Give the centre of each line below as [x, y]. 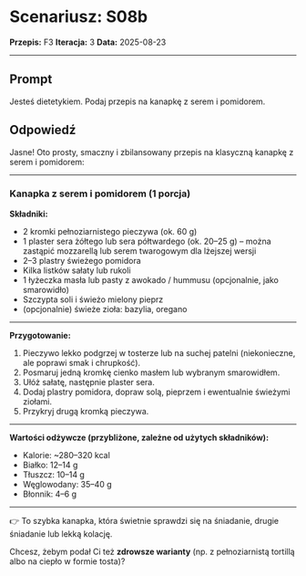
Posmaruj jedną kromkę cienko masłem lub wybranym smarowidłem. [151, 372]
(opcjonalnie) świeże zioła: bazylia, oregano [105, 309]
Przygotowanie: [40, 335]
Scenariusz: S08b [79, 17]
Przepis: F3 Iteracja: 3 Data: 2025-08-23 [88, 42]
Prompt [31, 79]
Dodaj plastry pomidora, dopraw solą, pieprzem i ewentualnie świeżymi [156, 392]
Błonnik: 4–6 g [50, 494]
